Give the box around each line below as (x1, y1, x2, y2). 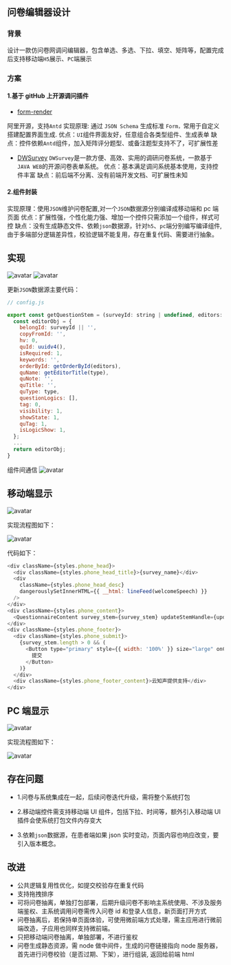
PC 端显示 (7, 705, 49, 716)
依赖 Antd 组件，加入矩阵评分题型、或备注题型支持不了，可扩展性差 (30, 138, 219, 147)
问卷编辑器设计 (7, 6, 71, 19)
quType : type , (19, 388, 60, 395)
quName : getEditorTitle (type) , (19, 369, 109, 376)
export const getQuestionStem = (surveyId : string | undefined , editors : (7, 311, 223, 318)
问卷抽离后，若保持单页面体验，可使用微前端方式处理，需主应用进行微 (16, 915, 217, 924)
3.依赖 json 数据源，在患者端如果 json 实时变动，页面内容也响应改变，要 (16, 831, 219, 839)
